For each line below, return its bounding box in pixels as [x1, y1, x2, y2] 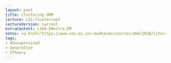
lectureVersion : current [5, 21, 58, 27]
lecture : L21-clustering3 [5, 17, 60, 22]
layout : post [5, 7, 33, 13]
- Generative [5, 45, 33, 50]
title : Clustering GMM [5, 12, 53, 17]
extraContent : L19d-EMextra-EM [5, 26, 72, 31]
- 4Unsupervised [5, 41, 40, 46]
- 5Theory [5, 50, 26, 55]
